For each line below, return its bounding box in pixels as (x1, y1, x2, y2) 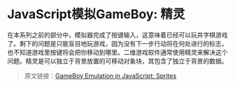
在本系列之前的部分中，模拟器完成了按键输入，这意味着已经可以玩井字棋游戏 (7, 31, 228, 39)
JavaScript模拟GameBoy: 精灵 (7, 6, 185, 22)
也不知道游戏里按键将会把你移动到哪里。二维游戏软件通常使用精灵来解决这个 (7, 48, 228, 56)
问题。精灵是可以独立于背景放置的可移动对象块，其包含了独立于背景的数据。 (7, 56, 228, 65)
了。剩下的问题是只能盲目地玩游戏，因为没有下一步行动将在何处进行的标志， (7, 39, 228, 47)
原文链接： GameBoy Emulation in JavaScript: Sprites (24, 71, 177, 80)
